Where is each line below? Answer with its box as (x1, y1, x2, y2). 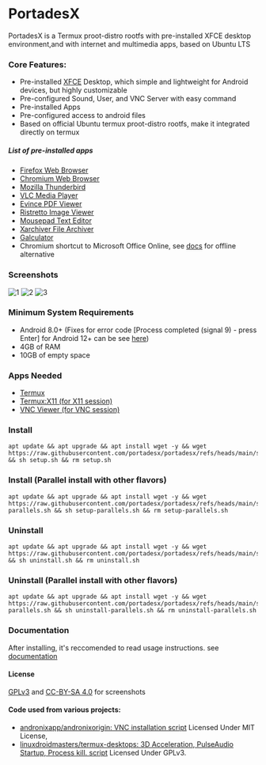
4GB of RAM (19, 342, 61, 351)
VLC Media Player (19, 191, 78, 200)
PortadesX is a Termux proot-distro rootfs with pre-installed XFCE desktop (8, 31, 252, 40)
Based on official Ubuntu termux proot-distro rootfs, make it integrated (19, 119, 250, 129)
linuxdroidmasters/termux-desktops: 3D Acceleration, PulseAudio (19, 739, 234, 748)
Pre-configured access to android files (19, 111, 146, 120)
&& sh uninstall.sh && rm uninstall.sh (8, 556, 140, 564)
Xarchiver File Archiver (19, 225, 94, 234)
